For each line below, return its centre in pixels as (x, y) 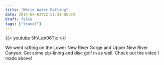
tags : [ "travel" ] (23, 24)
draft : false (19, 19)
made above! (19, 58)
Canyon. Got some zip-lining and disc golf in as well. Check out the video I (82, 53)
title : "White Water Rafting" (37, 10)
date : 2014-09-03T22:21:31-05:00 (40, 14)
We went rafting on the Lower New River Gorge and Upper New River (76, 47)
